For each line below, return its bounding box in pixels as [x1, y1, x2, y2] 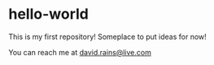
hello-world [8, 5, 90, 24]
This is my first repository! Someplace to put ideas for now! [8, 32, 207, 41]
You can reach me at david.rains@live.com [8, 47, 152, 57]
